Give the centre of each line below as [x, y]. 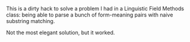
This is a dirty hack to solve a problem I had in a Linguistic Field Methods [95, 9]
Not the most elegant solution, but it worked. [61, 33]
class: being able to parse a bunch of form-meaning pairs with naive [90, 15]
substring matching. [31, 21]
